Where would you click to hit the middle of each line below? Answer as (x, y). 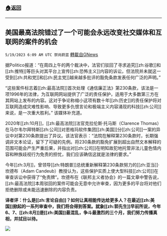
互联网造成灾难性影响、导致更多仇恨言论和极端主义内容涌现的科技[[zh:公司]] (83, 107)
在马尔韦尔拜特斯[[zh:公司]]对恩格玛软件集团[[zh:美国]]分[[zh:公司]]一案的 (81, 129)
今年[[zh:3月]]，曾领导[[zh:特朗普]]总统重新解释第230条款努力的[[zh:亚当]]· (83, 165)
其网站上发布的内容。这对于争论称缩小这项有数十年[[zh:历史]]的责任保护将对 (83, 101)
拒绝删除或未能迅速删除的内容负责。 (42, 190)
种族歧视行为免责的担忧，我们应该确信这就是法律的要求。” (73, 154)
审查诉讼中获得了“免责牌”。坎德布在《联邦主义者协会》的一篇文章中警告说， (83, 177)
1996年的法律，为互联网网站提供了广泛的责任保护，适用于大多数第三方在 (84, 94)
